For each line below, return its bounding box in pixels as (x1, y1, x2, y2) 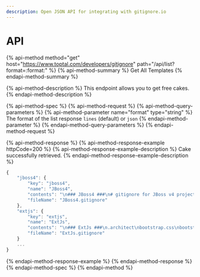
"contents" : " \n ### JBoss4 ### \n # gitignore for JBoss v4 (27, 191, 174, 198)
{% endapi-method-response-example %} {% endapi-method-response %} (6, 257, 192, 265)
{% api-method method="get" (6, 54, 80, 61)
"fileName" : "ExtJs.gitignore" (27, 230, 105, 237)
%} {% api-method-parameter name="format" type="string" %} (35, 108, 193, 116)
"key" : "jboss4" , (27, 181, 70, 187)
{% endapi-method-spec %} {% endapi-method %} (6, 264, 133, 271)
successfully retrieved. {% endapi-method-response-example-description (6, 152, 189, 159)
